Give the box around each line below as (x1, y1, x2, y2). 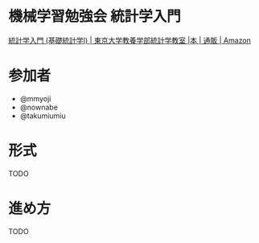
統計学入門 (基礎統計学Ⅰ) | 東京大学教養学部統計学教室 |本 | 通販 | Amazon (8, 35, 252, 45)
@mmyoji (19, 93, 51, 103)
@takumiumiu (19, 110, 66, 121)
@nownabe (19, 102, 59, 112)
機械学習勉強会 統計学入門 (8, 7, 181, 26)
